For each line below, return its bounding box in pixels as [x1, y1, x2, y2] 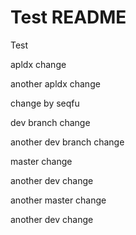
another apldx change [10, 77, 101, 90]
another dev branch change [10, 136, 125, 148]
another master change [10, 194, 107, 206]
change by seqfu [10, 97, 80, 109]
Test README [10, 6, 127, 29]
